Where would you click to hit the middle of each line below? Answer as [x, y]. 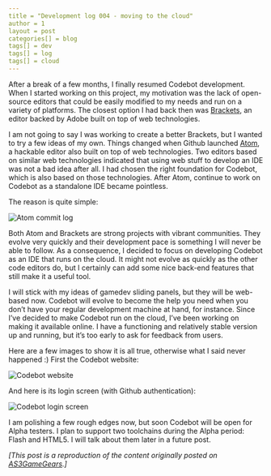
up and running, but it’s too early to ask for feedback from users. [116, 335]
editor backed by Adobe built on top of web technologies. [104, 118]
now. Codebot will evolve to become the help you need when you [140, 300]
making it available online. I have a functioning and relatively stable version [133, 326]
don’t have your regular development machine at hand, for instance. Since [132, 309]
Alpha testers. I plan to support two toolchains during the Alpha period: [127, 431]
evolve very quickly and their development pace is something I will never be [135, 242]
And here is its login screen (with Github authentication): [102, 391]
